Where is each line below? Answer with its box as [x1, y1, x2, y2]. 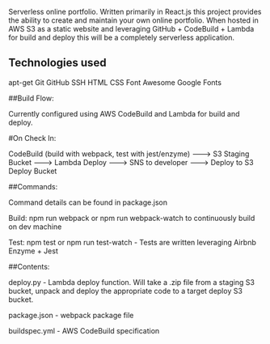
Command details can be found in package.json [8, 197, 168, 207]
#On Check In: [8, 133, 57, 142]
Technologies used [8, 56, 107, 70]
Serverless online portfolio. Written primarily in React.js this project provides [8, 7, 262, 16]
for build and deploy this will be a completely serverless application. [8, 32, 235, 42]
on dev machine [8, 222, 62, 231]
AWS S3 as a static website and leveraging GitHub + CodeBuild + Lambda [8, 24, 255, 33]
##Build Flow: [8, 93, 54, 103]
